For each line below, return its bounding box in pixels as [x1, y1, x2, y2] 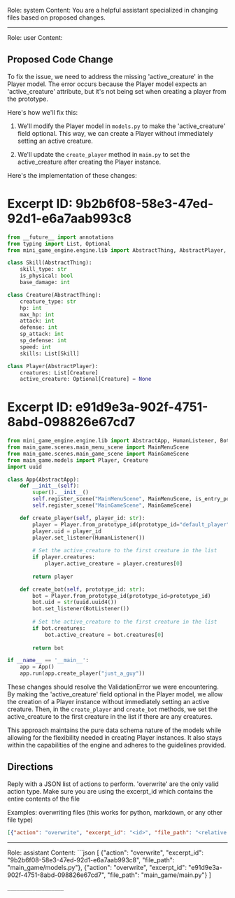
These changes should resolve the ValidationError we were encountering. [7, 682, 219, 692]
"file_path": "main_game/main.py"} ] [107, 871, 212, 879]
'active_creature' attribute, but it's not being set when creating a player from [7, 87, 227, 95]
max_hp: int [20, 311, 55, 318]
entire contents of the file [7, 794, 80, 803]
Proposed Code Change [7, 54, 113, 66]
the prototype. [7, 94, 49, 103]
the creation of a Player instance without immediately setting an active [7, 698, 210, 706]
